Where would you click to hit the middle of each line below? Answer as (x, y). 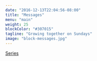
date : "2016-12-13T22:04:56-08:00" (43, 10)
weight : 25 (17, 24)
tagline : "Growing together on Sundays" (49, 34)
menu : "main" (19, 19)
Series (12, 53)
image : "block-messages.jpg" (36, 39)
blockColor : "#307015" (29, 29)
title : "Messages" (25, 15)
